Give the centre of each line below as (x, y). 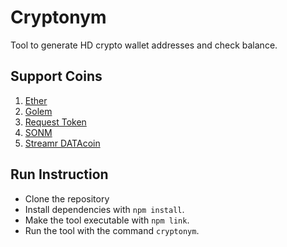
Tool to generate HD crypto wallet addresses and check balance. (144, 45)
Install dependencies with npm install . (104, 209)
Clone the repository (67, 198)
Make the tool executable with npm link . (107, 220)
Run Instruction (59, 174)
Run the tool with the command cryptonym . (112, 230)
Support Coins (56, 76)
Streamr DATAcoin (62, 143)
